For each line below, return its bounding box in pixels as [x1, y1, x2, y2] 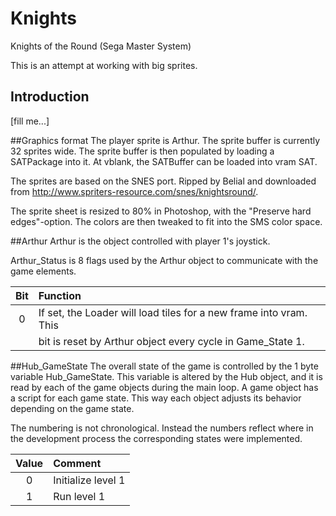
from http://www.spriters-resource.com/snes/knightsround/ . [10, 185, 259, 197]
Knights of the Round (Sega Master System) [10, 40, 192, 52]
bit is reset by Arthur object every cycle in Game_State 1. [38, 334, 305, 348]
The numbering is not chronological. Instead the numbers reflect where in [10, 422, 314, 434]
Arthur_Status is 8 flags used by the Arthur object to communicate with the [10, 254, 319, 266]
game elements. [10, 265, 77, 277]
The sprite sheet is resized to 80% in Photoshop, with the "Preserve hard [10, 205, 312, 217]
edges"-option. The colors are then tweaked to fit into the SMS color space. [10, 215, 323, 227]
